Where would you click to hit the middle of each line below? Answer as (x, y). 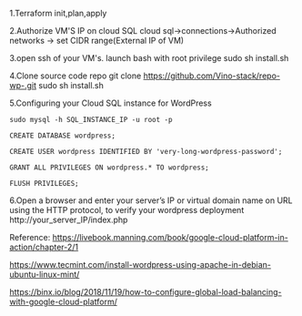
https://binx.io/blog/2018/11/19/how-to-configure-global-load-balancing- (146, 292)
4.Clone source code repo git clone (75, 76)
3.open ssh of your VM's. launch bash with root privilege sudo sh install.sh (149, 58)
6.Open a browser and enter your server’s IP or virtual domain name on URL (151, 200)
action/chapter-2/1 (44, 247)
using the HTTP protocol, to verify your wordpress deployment (127, 210)
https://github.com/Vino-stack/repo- (211, 76)
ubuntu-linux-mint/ (45, 274)
